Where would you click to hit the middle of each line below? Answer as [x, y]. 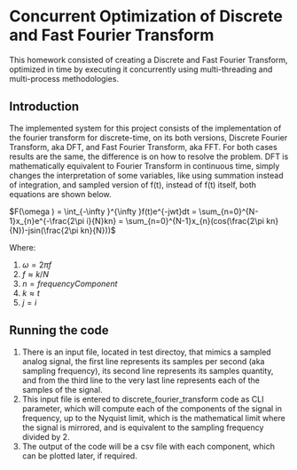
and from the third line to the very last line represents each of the [141, 380]
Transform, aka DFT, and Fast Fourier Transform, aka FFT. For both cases [143, 147]
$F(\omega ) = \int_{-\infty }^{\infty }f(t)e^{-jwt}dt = [103, 211]
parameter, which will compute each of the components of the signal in [152, 408]
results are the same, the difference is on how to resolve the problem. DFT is [149, 156]
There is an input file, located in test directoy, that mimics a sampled [147, 352]
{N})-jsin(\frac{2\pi [44, 230]
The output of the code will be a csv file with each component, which [148, 446]
